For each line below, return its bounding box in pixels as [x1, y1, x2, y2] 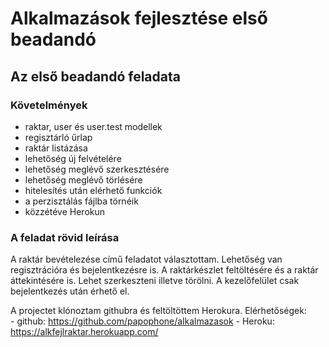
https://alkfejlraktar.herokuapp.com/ [10, 326, 159, 338]
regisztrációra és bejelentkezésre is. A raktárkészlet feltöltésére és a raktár [10, 264, 319, 276]
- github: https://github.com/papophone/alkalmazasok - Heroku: [10, 315, 275, 327]
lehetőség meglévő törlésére [24, 173, 143, 186]
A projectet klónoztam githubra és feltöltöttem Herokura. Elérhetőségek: [10, 305, 307, 317]
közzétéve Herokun [24, 205, 106, 217]
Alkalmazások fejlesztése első [10, 7, 268, 30]
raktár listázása [24, 142, 88, 154]
